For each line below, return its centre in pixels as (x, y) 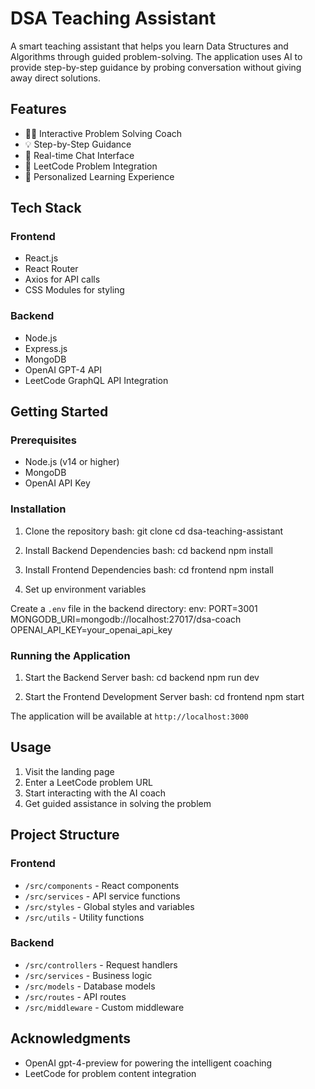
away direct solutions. (55, 78)
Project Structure (65, 835)
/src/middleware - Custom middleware (104, 1007)
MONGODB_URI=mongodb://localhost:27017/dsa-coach (126, 619)
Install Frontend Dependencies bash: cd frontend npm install (149, 569)
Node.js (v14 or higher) (72, 462)
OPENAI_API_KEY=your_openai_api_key (91, 629)
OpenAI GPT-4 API (63, 369)
